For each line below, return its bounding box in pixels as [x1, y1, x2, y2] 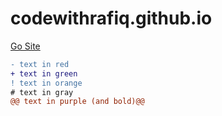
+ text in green [10, 68, 78, 79]
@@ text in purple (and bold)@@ [10, 97, 145, 107]
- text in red [10, 59, 70, 69]
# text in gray [10, 87, 74, 97]
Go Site [10, 40, 41, 52]
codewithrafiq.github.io [10, 7, 213, 30]
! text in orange [10, 78, 83, 88]
